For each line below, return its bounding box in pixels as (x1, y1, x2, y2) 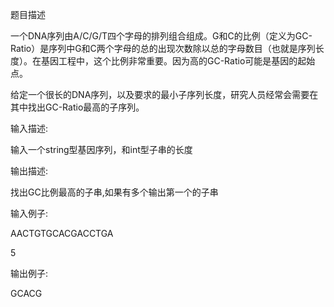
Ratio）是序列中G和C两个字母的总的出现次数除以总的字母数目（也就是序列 (10, 43, 316, 54)
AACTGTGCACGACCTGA (10, 228, 114, 239)
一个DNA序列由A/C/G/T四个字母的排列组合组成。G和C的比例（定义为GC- (10, 30, 313, 42)
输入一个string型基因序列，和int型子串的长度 (10, 144, 193, 155)
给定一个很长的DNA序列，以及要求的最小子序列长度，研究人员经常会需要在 (10, 89, 319, 100)
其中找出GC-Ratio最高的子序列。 (10, 101, 145, 113)
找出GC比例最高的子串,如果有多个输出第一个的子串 (10, 186, 219, 198)
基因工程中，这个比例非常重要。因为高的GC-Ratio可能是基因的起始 (40, 55, 316, 67)
